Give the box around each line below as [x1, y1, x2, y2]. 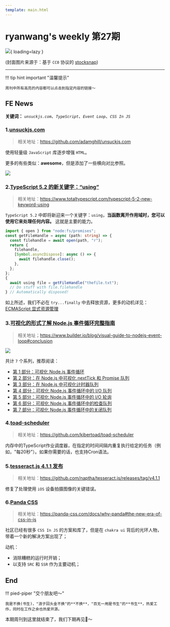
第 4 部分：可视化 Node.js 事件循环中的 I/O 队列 [12, 387, 112, 394]
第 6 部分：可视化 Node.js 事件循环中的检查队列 [12, 400, 112, 406]
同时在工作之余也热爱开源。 [12, 607, 62, 612]
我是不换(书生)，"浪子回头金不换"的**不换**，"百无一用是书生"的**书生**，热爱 [5, 601, 154, 607]
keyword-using [17, 201, 50, 208]
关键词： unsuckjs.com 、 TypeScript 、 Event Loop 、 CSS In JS [5, 113, 131, 120]
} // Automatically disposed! [5, 290, 69, 295]
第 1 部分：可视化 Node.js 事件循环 [12, 368, 84, 375]
